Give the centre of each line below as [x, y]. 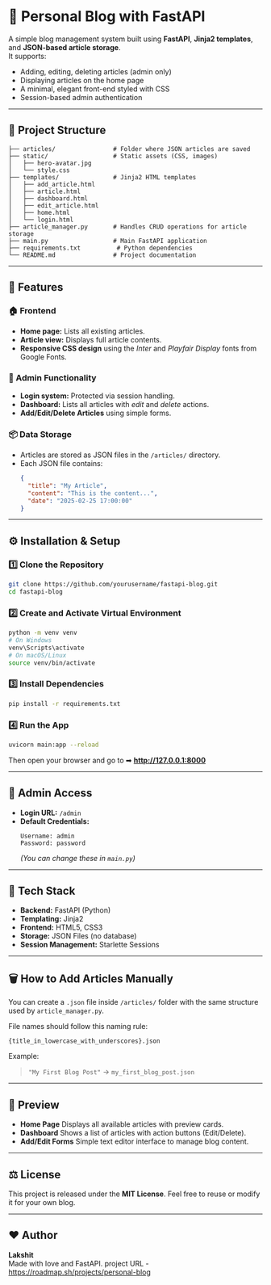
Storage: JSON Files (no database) [78, 936]
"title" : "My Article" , [67, 485]
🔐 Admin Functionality [52, 378]
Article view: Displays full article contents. [91, 340]
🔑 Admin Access [50, 794]
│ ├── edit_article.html [54, 205]
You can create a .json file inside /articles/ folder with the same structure [133, 1002]
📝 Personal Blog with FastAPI [107, 17]
